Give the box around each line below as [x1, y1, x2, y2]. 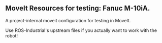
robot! [5, 32, 18, 38]
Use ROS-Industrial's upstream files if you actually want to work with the [5, 27, 157, 33]
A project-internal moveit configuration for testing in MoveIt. [5, 17, 131, 23]
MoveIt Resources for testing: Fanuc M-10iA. [5, 4, 150, 13]
